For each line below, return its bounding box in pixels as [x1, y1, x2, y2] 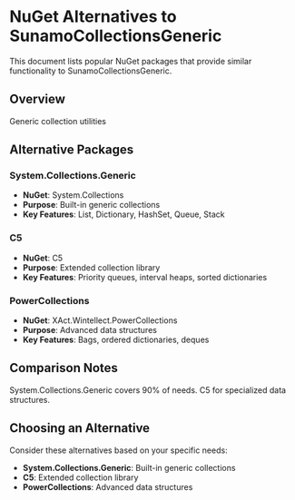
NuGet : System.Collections [22, 190, 124, 201]
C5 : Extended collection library [22, 472, 139, 483]
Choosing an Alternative [9, 420, 151, 436]
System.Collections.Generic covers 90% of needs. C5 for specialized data [9, 384, 287, 396]
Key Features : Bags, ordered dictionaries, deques [22, 334, 210, 346]
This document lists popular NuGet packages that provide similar [9, 55, 252, 66]
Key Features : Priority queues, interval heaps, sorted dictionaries [22, 271, 268, 282]
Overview [9, 92, 66, 107]
